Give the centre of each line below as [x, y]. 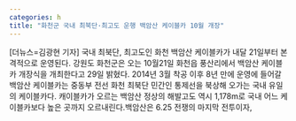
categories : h [35, 17]
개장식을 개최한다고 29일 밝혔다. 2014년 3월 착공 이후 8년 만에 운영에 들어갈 [150, 74]
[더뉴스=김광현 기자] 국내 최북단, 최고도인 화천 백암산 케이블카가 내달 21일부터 [144, 52]
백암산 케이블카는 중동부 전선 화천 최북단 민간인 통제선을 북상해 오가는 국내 [138, 85]
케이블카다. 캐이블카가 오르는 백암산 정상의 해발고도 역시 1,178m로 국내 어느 [148, 96]
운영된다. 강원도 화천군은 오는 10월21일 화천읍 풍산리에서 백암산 [149, 63]
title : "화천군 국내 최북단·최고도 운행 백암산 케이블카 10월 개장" [117, 26]
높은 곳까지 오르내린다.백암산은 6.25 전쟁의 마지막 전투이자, [150, 107]
